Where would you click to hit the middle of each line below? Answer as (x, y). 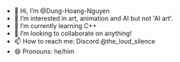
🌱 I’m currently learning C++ (55, 26)
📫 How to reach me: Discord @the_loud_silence (85, 41)
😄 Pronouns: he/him (44, 51)
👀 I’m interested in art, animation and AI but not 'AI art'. (94, 18)
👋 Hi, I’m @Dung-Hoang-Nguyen (62, 11)
